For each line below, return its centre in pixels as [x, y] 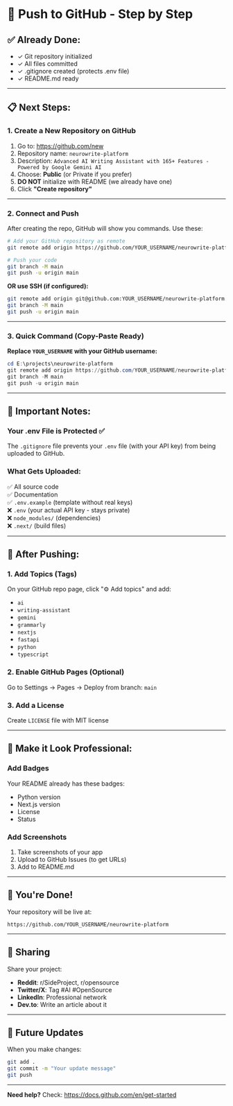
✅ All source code [33, 486]
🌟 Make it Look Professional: [70, 749]
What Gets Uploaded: [44, 472]
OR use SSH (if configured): [48, 286]
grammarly [32, 625]
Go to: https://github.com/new [60, 146]
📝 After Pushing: [43, 554]
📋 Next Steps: [39, 108]
